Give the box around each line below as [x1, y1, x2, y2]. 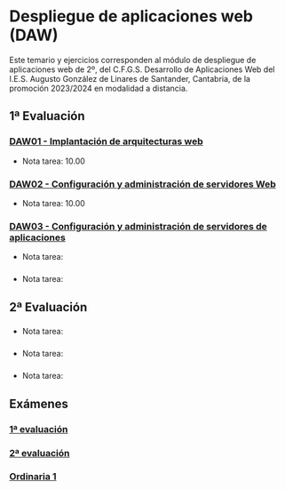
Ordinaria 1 [9, 470, 57, 483]
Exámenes [9, 396, 69, 411]
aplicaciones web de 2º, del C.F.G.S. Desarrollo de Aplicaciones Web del [9, 64, 275, 75]
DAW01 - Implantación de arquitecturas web [9, 135, 204, 148]
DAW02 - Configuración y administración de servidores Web [9, 178, 277, 190]
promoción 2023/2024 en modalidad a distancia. [9, 83, 188, 93]
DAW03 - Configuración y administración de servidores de [9, 220, 268, 232]
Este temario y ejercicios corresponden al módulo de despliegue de [9, 54, 257, 65]
